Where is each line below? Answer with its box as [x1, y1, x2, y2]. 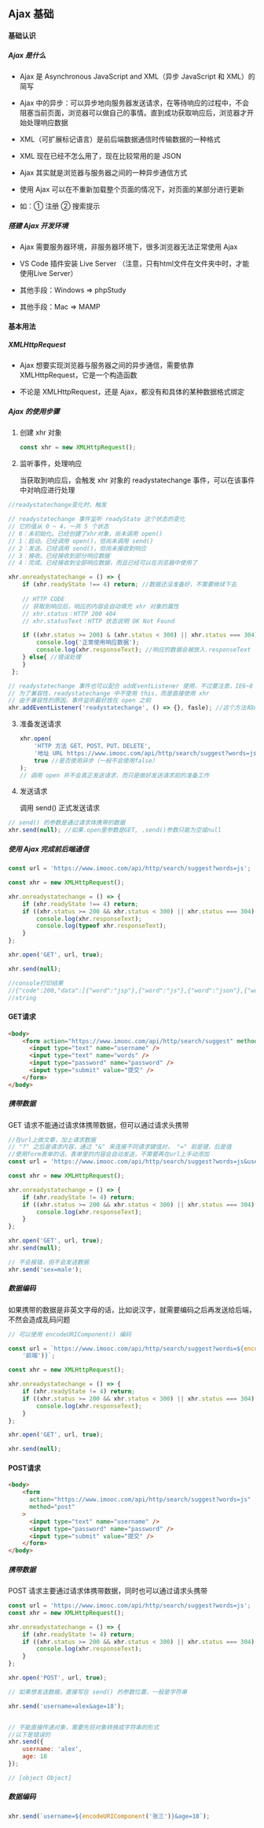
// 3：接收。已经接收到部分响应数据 [8, 552, 110, 560]
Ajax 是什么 [8, 50, 46, 60]
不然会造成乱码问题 [8, 1315, 71, 1324]
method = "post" [28, 1503, 76, 1511]
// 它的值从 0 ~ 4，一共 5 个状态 [8, 523, 109, 530]
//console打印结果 [8, 979, 64, 987]
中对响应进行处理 [19, 486, 75, 495]
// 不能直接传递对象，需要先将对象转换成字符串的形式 [8, 1723, 159, 1731]
